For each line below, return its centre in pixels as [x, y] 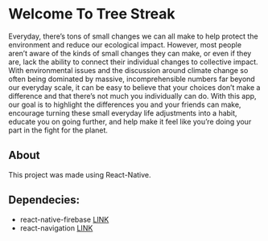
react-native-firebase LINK [64, 219]
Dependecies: [44, 200]
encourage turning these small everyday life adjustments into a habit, [123, 112]
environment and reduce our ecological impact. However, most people [125, 44]
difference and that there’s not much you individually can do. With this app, [132, 96]
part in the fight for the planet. [58, 130]
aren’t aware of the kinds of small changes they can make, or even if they [130, 53]
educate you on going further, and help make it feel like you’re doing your [130, 121]
